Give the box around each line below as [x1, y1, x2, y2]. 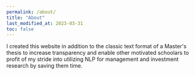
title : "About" [6, 15, 45, 21]
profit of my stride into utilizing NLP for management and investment [6, 55, 179, 63]
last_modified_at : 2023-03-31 [6, 20, 84, 26]
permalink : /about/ [6, 9, 56, 15]
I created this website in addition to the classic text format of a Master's [6, 43, 187, 50]
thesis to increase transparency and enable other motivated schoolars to [6, 49, 189, 57]
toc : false [6, 26, 34, 32]
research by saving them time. [6, 62, 83, 70]
